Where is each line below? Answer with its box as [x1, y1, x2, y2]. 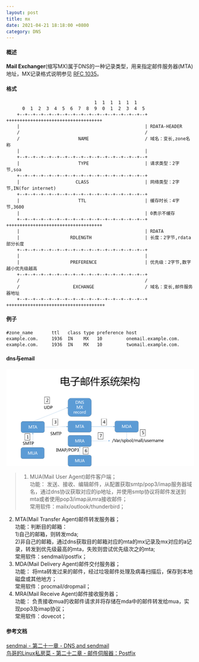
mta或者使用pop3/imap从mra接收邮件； [29, 495, 128, 503]
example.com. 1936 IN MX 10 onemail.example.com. [6, 335, 180, 341]
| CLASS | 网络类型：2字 [17, 179, 180, 185]
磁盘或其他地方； [14, 575, 57, 583]
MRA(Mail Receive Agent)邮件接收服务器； [14, 590, 120, 598]
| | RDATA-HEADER [17, 123, 183, 130]
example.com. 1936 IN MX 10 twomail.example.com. [6, 341, 180, 347]
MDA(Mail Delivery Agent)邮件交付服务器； [14, 561, 121, 568]
